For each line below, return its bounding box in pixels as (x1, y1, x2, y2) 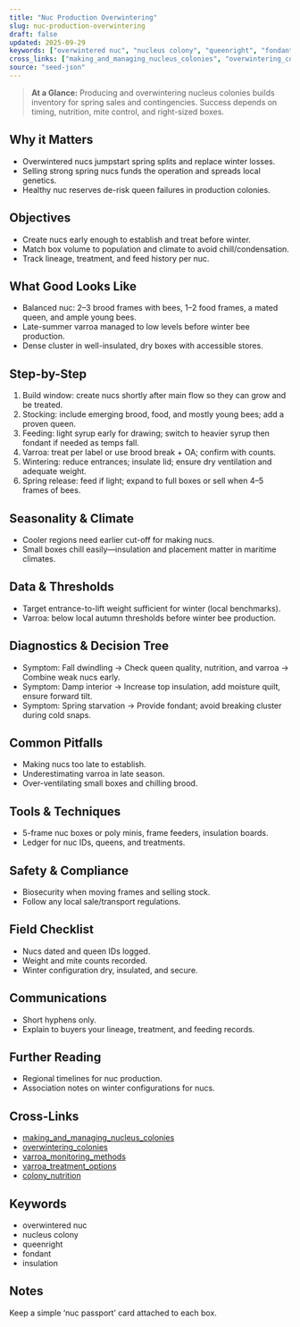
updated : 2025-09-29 (9, 38, 87, 47)
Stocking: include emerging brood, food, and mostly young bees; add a (21, 409, 284, 420)
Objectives (9, 211, 71, 226)
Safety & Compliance (9, 863, 129, 878)
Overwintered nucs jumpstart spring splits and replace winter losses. (21, 155, 276, 166)
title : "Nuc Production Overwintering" (9, 13, 158, 22)
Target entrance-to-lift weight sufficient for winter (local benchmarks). (21, 603, 281, 613)
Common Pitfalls (9, 735, 104, 750)
